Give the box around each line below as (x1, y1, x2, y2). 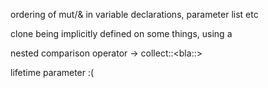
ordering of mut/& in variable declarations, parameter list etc (10, 9, 259, 20)
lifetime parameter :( (10, 67, 95, 78)
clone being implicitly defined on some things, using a (10, 28, 233, 39)
